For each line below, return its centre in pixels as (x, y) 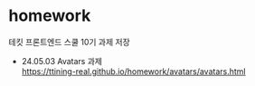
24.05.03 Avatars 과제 (62, 61)
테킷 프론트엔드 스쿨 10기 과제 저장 (69, 42)
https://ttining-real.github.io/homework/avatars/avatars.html (133, 71)
